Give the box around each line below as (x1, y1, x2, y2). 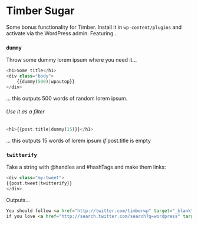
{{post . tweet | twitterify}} (6, 180, 72, 186)
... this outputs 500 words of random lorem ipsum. (6, 95, 128, 102)
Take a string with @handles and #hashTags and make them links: (6, 163, 166, 171)
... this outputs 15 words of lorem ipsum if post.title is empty (6, 137, 151, 144)
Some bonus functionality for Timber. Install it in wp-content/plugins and (6, 23, 182, 31)
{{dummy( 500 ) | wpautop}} (16, 78, 75, 85)
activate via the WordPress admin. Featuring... (6, 29, 118, 36)
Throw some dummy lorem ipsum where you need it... (6, 56, 137, 63)
